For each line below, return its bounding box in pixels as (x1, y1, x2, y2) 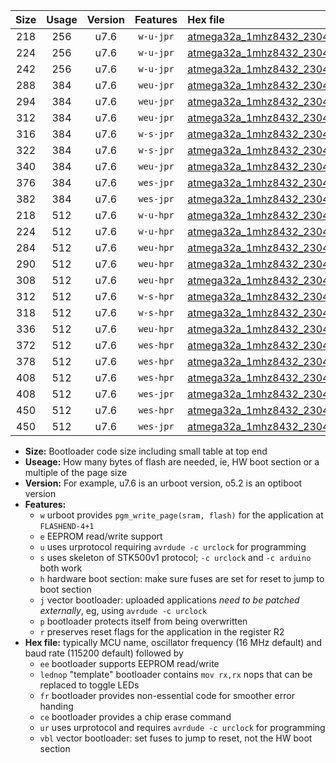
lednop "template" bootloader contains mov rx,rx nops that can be (39, 669, 313, 680)
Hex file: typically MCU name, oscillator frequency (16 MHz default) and (24, 637, 323, 648)
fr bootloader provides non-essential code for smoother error (39, 690, 295, 701)
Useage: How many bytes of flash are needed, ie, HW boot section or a (24, 456, 320, 468)
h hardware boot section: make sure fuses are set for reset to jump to (39, 573, 325, 584)
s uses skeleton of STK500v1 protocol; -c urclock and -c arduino (39, 552, 312, 563)
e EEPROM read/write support (39, 530, 163, 542)
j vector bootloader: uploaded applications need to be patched (39, 594, 300, 606)
